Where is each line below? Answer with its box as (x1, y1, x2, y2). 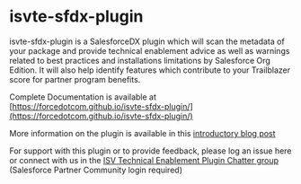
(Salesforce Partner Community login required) (9, 164, 182, 175)
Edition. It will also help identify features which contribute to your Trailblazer (9, 65, 290, 75)
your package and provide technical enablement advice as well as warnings (9, 45, 290, 56)
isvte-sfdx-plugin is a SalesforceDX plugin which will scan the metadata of (9, 36, 285, 47)
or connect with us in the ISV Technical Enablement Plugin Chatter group (9, 154, 279, 165)
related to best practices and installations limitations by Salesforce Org (9, 55, 271, 66)
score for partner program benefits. (9, 74, 141, 84)
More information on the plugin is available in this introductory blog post (9, 127, 276, 138)
